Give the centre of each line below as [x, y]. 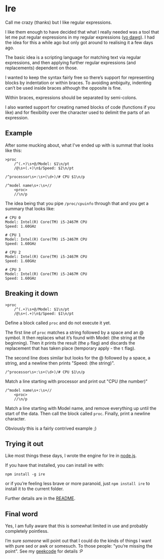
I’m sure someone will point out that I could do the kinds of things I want [78, 541]
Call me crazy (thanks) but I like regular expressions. [59, 22]
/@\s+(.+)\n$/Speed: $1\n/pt [44, 313]
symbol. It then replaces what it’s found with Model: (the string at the [75, 338]
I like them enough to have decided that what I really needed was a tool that [82, 32]
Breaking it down [32, 293]
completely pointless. [27, 531]
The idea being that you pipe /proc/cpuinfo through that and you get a [77, 203]
